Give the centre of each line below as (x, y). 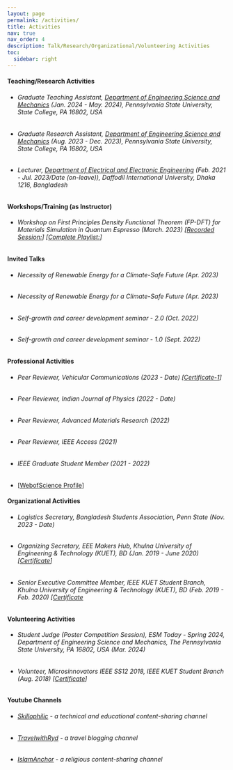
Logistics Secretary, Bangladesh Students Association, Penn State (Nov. (121, 517)
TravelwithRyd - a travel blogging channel (77, 738)
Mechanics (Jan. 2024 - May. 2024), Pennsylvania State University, (115, 105)
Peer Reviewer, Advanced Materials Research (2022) (94, 420)
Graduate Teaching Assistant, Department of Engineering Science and (119, 97)
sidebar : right (35, 59)
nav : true (22, 33)
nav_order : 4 (26, 40)
